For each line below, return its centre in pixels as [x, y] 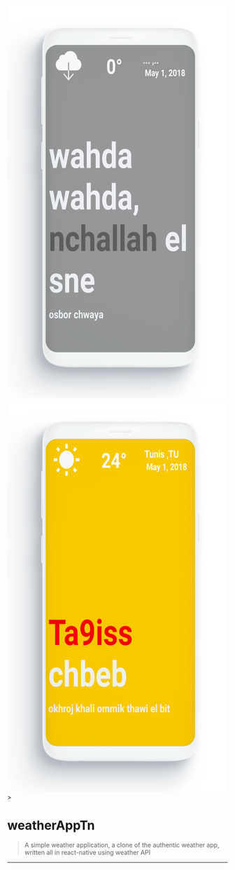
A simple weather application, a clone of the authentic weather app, [122, 845]
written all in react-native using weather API [87, 852]
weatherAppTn [51, 825]
